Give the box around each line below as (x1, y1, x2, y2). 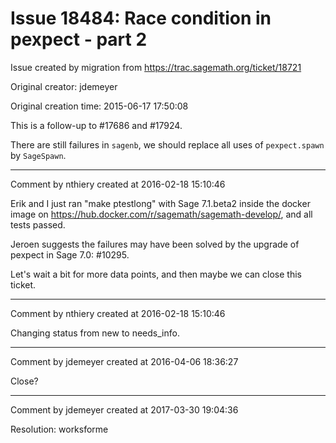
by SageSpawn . (10, 149, 67, 161)
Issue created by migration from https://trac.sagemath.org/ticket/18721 (10, 61, 302, 73)
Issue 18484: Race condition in (10, 7, 272, 30)
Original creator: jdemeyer (10, 80, 118, 92)
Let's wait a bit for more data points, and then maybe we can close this (10, 268, 302, 280)
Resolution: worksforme (10, 423, 109, 435)
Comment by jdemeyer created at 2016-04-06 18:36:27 (10, 355, 239, 367)
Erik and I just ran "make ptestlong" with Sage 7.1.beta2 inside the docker (10, 197, 311, 209)
